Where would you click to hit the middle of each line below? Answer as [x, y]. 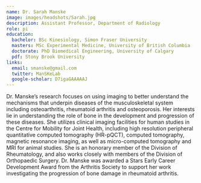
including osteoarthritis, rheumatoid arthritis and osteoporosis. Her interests [101, 109]
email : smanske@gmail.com [44, 68]
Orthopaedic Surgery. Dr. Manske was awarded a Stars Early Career [91, 161]
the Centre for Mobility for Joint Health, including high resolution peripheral [100, 129]
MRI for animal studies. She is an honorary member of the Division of [92, 148]
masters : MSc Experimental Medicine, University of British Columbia [101, 46]
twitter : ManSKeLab [36, 74]
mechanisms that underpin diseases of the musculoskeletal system [90, 103]
